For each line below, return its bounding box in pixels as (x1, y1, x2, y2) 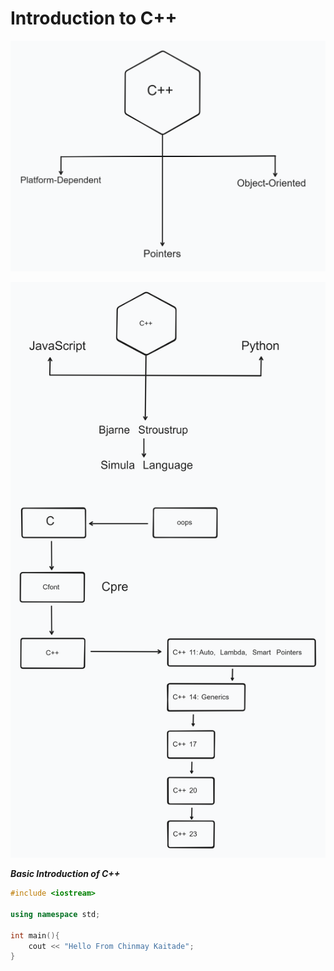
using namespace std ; (10, 909, 101, 919)
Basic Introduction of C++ (10, 868, 121, 880)
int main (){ (10, 930, 60, 941)
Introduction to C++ (10, 7, 178, 30)
